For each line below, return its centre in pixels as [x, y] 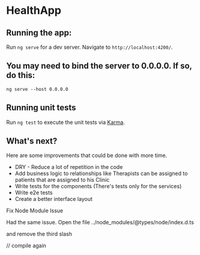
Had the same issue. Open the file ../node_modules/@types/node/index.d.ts [100, 223]
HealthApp [34, 11]
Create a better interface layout [54, 199]
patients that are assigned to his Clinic [62, 180]
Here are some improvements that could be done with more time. [87, 155]
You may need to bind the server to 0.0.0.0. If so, [99, 66]
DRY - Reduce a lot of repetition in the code [69, 167]
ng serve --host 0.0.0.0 [37, 89]
